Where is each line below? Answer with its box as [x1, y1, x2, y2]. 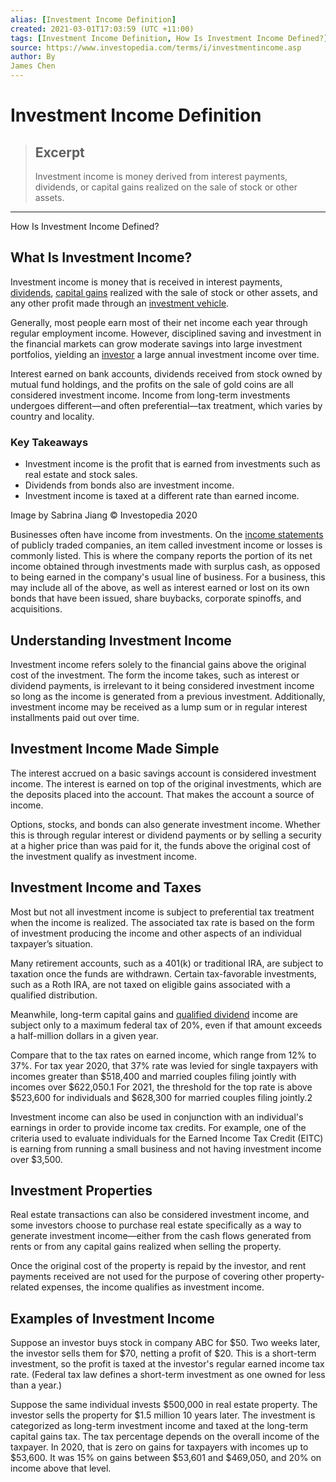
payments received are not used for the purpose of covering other [10, 1271, 284, 1283]
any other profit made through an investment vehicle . [10, 297, 230, 309]
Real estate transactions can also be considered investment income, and [10, 1209, 310, 1221]
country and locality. [10, 410, 95, 422]
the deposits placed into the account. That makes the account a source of [10, 788, 315, 800]
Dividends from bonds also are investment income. [24, 479, 235, 491]
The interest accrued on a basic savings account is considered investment [10, 767, 317, 779]
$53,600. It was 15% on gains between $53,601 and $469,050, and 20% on [10, 1452, 322, 1464]
